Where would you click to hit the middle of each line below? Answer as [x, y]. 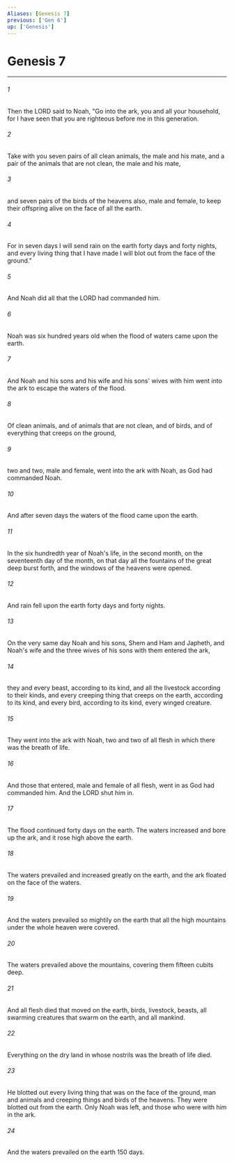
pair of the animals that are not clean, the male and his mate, [94, 163]
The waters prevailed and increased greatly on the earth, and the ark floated [117, 875]
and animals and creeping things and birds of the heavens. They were [107, 1100]
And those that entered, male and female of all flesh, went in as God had [111, 785]
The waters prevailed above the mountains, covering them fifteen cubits [110, 965]
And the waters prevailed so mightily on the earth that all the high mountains [117, 920]
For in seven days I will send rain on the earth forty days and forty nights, [112, 246]
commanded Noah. [35, 478]
